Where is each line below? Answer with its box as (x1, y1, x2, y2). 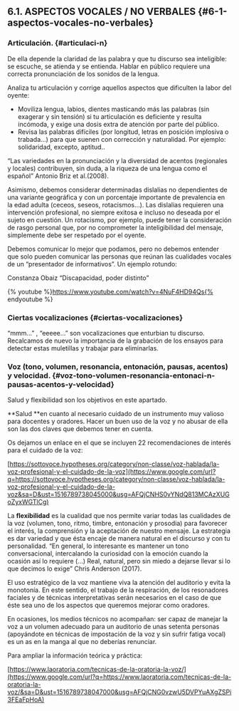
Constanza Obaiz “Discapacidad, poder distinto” (7, 274, 149, 282)
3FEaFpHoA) (7, 695, 45, 704)
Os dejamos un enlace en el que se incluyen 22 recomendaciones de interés (7, 438, 231, 447)
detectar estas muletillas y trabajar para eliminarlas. (7, 343, 159, 352)
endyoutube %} (7, 295, 53, 303)
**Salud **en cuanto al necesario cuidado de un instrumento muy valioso (7, 410, 224, 418)
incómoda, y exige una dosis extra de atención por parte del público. (17, 120, 219, 128)
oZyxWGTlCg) (7, 498, 49, 507)
